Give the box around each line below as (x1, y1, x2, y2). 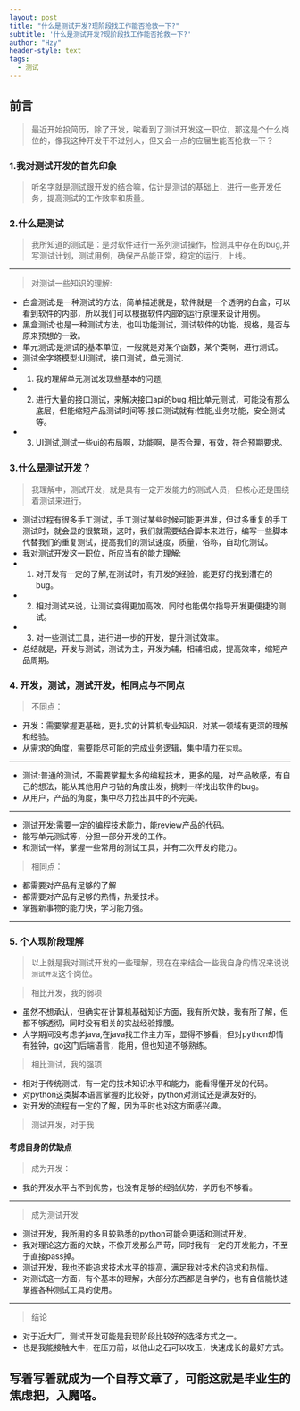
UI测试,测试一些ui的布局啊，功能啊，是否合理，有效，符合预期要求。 (35, 438, 287, 448)
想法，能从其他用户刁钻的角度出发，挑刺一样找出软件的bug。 (37, 780, 264, 792)
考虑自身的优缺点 (9, 1142, 72, 1152)
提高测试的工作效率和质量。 (46, 192, 149, 203)
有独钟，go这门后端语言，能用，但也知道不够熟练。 (21, 1040, 212, 1051)
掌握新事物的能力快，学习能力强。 (21, 902, 148, 913)
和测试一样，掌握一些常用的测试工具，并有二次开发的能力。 (21, 842, 242, 853)
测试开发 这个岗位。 (30, 968, 98, 980)
